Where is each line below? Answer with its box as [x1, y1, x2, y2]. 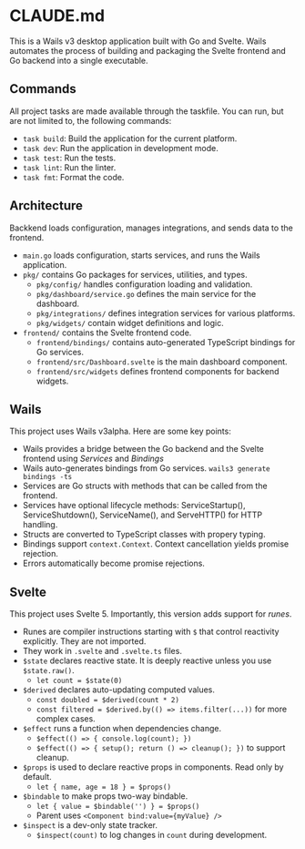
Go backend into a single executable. [9, 55, 148, 66]
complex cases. [36, 713, 96, 724]
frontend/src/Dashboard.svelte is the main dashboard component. [36, 356, 289, 367]
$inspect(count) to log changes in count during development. [36, 830, 268, 841]
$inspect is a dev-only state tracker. [22, 820, 158, 831]
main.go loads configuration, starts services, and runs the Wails [22, 250, 261, 261]
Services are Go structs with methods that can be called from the [22, 480, 268, 492]
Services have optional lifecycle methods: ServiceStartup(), [22, 500, 246, 511]
